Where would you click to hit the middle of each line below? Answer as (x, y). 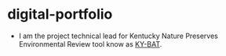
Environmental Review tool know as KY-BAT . (90, 44)
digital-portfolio (60, 14)
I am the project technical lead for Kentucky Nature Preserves (118, 36)
